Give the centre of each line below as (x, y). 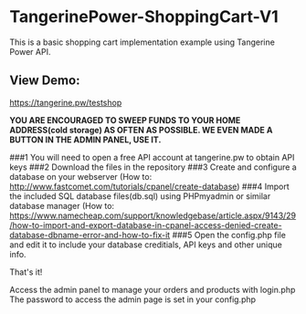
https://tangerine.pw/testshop (66, 102)
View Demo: (45, 81)
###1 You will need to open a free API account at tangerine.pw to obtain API (152, 157)
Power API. (30, 51)
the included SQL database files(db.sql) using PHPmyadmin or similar (140, 196)
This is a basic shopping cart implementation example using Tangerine (142, 42)
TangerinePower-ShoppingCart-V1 (144, 17)
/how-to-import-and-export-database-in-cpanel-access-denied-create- (146, 225)
